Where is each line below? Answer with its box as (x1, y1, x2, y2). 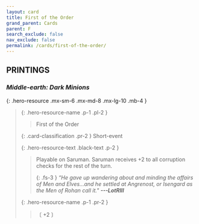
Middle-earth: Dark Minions (6, 83, 90, 91)
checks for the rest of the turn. (36, 162, 113, 170)
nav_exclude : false (6, 37, 55, 43)
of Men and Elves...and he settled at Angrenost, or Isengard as (36, 180, 193, 188)
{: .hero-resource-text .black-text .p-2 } (21, 143, 119, 151)
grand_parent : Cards (6, 20, 58, 26)
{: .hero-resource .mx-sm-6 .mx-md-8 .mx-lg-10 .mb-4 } (6, 97, 147, 104)
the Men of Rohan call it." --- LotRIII (36, 186, 125, 194)
